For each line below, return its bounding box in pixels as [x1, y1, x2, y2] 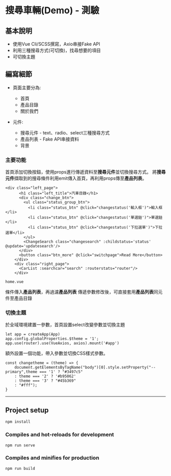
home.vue [5, 279, 24, 285]
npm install [5, 419, 31, 425]
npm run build [5, 466, 36, 471]
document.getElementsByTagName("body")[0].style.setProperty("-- [14, 365, 156, 370]
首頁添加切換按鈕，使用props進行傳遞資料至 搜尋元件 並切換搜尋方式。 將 [5, 169, 157, 175]
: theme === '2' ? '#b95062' [14, 374, 76, 379]
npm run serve [5, 442, 36, 448]
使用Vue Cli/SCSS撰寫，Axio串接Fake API [12, 41, 100, 47]
